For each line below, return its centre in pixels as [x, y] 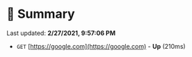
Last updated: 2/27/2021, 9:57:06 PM [61, 33]
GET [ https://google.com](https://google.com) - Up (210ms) [101, 46]
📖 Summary [41, 14]
